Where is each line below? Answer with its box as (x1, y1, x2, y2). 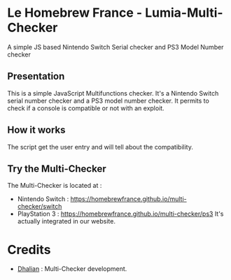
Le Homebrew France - (7, 5, 143, 21)
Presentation (7, 71, 65, 82)
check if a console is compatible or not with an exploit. (7, 103, 164, 112)
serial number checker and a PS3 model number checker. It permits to (7, 96, 210, 105)
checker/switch (17, 202, 62, 211)
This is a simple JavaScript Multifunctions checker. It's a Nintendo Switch (7, 89, 219, 97)
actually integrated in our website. (17, 217, 115, 226)
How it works (7, 124, 66, 136)
